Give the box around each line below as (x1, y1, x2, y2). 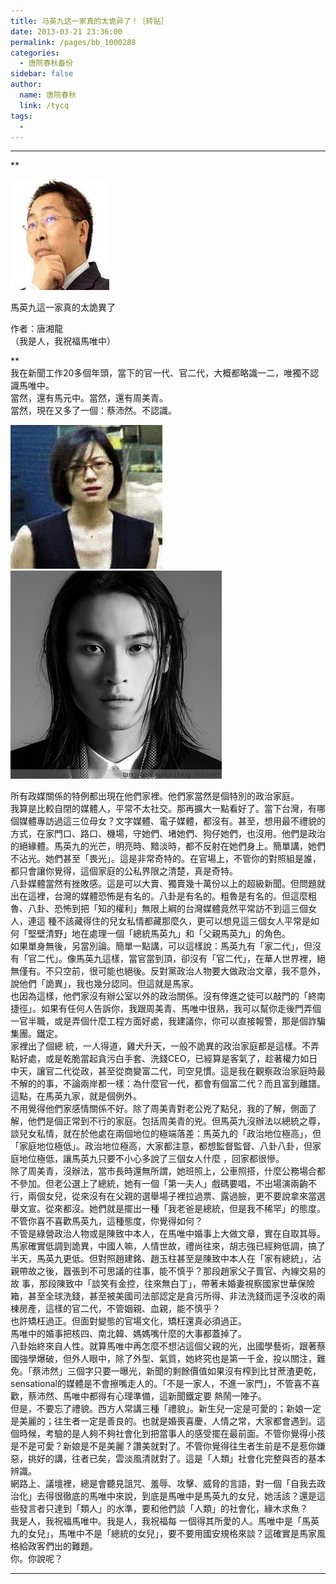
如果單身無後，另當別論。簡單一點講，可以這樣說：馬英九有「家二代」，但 (10, 940, 313, 952)
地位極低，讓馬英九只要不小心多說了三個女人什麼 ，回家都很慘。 (18, 1153, 285, 1165)
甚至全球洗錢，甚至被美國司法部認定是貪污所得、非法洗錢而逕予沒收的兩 (27, 1290, 326, 1302)
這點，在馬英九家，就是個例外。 (10, 1090, 142, 1102)
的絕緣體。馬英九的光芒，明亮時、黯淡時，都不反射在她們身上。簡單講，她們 (10, 840, 326, 852)
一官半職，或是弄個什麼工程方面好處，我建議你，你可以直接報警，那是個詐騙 (10, 1015, 326, 1027)
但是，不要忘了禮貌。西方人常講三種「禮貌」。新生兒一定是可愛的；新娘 (10, 1403, 304, 1415)
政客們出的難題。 (27, 1540, 98, 1552)
